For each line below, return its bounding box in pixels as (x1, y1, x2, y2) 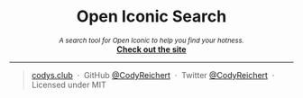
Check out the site (116, 43, 187, 55)
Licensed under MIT (31, 79, 106, 90)
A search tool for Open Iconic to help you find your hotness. (59, 36, 244, 45)
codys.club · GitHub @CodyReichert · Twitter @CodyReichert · (31, 69, 275, 80)
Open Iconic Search (76, 6, 227, 27)
